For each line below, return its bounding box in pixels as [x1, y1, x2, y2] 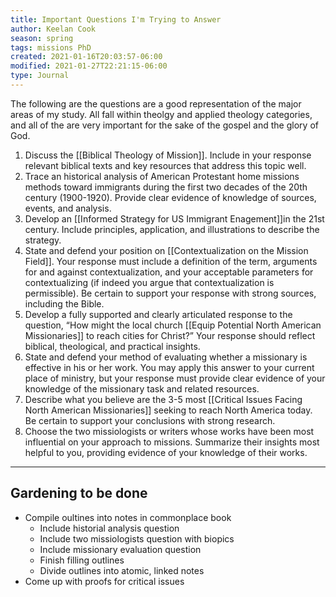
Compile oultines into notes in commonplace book [24, 511, 232, 523]
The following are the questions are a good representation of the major [10, 97, 302, 110]
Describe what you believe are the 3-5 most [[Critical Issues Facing [24, 393, 303, 405]
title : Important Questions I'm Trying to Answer [10, 14, 222, 25]
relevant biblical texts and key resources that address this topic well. [24, 159, 307, 171]
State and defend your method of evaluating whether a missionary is [24, 351, 308, 363]
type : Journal [10, 71, 70, 81]
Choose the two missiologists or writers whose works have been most [24, 425, 315, 437]
